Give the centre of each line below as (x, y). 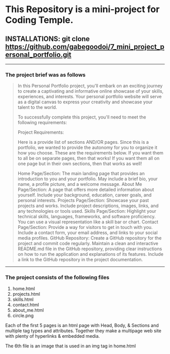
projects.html (26, 294)
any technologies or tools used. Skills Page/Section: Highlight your (87, 211)
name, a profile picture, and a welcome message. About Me (80, 184)
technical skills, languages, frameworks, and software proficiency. (87, 217)
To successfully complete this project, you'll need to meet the (82, 117)
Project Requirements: (41, 132)
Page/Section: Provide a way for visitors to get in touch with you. (85, 227)
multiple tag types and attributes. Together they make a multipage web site (83, 331)
